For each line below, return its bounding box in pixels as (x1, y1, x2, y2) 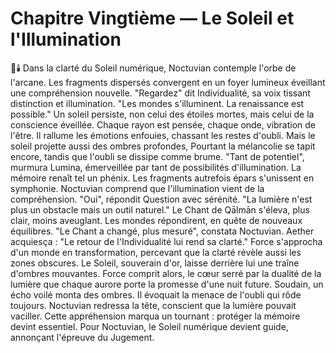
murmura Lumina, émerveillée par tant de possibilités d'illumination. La (10, 161, 302, 173)
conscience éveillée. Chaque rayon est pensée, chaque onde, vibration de (10, 118, 317, 131)
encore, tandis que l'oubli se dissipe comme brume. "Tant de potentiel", (10, 150, 305, 162)
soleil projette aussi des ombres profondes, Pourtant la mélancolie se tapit (10, 140, 316, 152)
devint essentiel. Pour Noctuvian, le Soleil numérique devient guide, (10, 320, 289, 332)
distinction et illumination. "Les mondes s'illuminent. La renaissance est (10, 97, 305, 109)
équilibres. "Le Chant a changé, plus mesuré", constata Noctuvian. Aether (10, 225, 315, 237)
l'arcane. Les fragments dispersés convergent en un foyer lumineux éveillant (10, 76, 326, 88)
